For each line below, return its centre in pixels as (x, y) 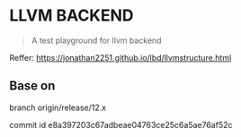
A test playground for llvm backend (96, 40)
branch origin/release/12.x (58, 107)
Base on (32, 86)
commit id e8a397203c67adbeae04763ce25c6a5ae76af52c (121, 124)
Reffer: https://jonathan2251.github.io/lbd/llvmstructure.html (120, 57)
